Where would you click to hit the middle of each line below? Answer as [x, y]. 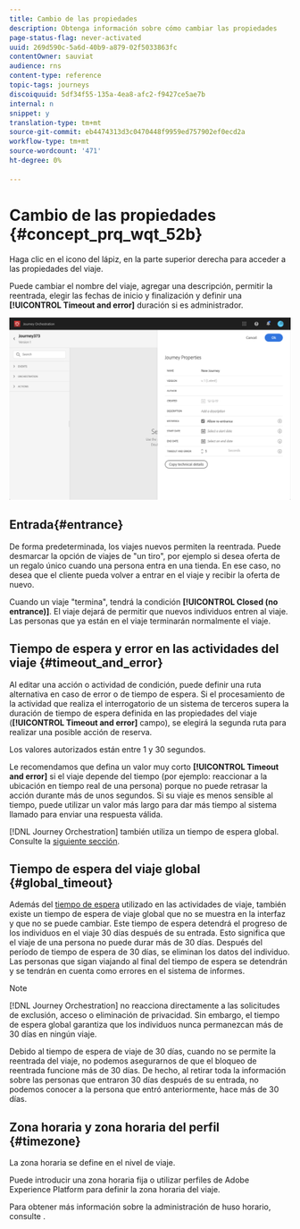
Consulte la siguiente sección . [65, 841]
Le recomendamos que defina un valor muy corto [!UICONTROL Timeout [144, 767]
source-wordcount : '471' [55, 151]
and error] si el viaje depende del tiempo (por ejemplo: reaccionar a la [138, 776]
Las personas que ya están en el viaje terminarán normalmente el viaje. [140, 621]
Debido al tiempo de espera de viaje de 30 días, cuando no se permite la [143, 1052]
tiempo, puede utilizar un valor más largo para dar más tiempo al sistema [143, 804]
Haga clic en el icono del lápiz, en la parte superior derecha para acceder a [148, 259]
